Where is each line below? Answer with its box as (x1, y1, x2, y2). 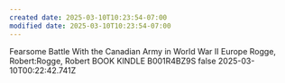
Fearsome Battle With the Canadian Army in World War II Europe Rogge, (9, 46, 277, 56)
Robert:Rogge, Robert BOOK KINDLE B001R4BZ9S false (9, 55, 216, 66)
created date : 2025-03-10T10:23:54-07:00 (9, 12, 168, 22)
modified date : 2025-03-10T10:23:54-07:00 (9, 21, 171, 30)
